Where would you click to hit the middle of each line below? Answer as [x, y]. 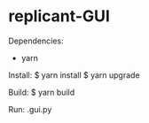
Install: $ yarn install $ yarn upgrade [74, 75]
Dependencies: [36, 41]
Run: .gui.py [30, 109]
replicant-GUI [59, 16]
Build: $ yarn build [42, 92]
